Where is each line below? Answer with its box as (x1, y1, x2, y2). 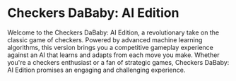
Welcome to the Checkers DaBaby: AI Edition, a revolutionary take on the (7, 28, 220, 37)
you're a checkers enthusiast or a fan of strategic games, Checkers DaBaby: (7, 58, 230, 66)
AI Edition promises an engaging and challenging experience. (7, 66, 186, 74)
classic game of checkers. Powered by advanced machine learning (7, 35, 203, 44)
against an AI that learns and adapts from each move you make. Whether (7, 51, 220, 59)
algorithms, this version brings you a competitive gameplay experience (7, 43, 213, 51)
